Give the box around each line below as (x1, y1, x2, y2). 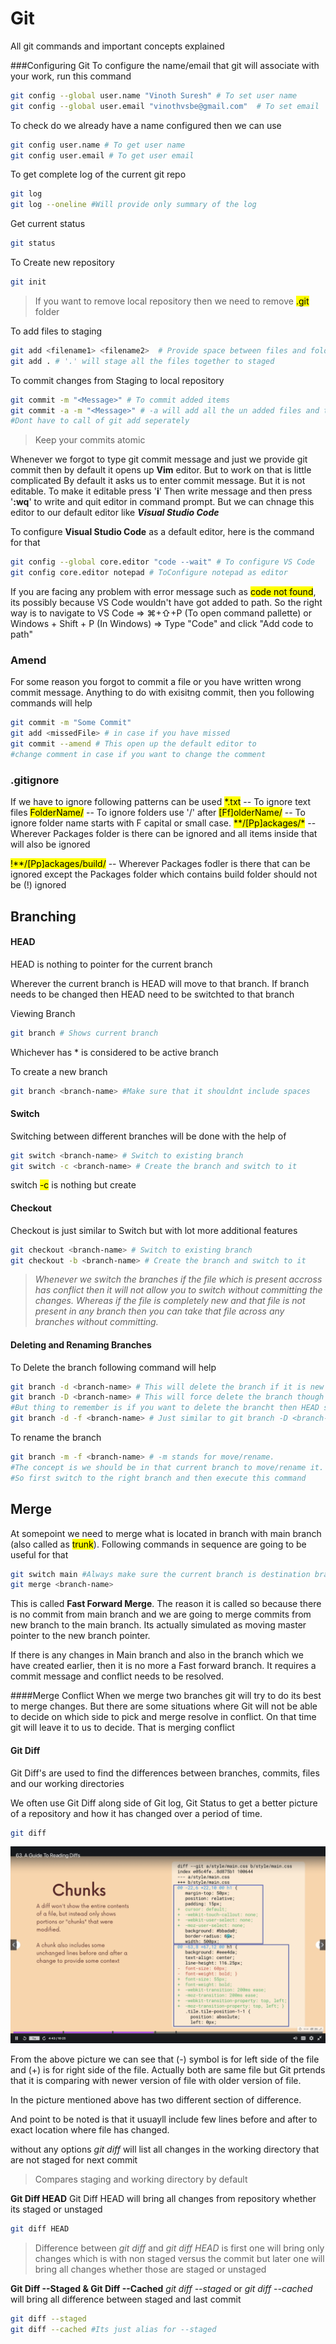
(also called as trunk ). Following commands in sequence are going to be (10, 1538, 307, 1550)
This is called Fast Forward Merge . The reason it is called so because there (10, 1598, 322, 1610)
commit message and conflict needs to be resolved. (10, 1670, 225, 1682)
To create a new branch (10, 1065, 108, 1077)
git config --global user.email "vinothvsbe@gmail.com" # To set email (10, 101, 320, 111)
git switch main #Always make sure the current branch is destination (10, 1569, 311, 1579)
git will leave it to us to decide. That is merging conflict (10, 1722, 235, 1734)
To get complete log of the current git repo (10, 168, 187, 181)
